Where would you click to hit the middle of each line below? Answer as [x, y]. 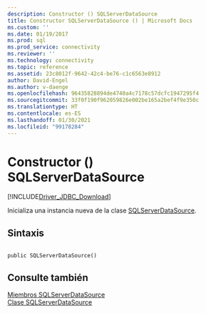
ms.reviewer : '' [31, 54]
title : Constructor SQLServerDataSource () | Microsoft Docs [100, 21]
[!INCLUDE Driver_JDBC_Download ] [60, 197]
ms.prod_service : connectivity [54, 47]
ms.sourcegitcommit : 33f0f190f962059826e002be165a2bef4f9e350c [103, 101]
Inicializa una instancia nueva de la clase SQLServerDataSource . [102, 210]
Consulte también [48, 278]
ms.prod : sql [27, 41]
